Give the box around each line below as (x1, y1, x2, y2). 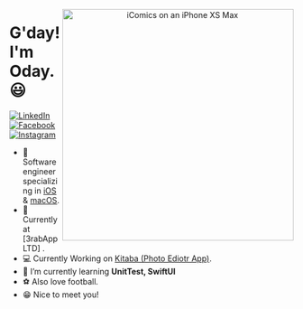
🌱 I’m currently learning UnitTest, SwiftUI (22, 266, 176, 276)
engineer (22, 165, 57, 176)
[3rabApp (22, 233, 59, 244)
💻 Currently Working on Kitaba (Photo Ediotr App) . (22, 253, 212, 264)
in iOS (34, 185, 57, 196)
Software (22, 156, 57, 167)
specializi (22, 175, 59, 186)
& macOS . (22, 194, 60, 205)
